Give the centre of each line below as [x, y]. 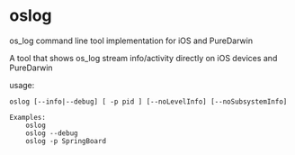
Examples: [28, 117]
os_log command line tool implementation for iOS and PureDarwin [131, 41]
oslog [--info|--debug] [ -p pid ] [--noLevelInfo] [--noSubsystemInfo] [148, 101]
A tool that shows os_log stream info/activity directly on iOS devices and [143, 58]
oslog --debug [52, 133]
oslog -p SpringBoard [66, 141]
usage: [22, 85]
